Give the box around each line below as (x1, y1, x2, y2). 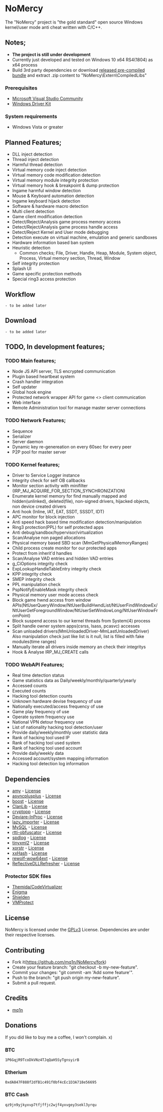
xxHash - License (12, 850, 48, 856)
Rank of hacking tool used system (12, 740, 80, 746)
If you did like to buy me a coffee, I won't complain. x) (5, 1034, 113, 1040)
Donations (5, 1021, 37, 1030)
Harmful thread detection (12, 162, 63, 168)
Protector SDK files (5, 873, 52, 880)
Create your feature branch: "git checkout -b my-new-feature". (12, 964, 139, 970)
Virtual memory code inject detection (12, 167, 87, 173)
